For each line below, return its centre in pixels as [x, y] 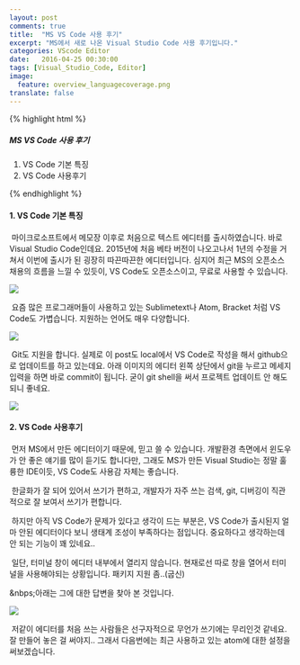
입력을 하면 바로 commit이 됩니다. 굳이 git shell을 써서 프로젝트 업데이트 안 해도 [149, 377]
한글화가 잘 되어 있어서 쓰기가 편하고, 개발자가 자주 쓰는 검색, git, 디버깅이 [140, 490]
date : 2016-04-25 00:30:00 [64, 59]
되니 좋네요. [30, 388]
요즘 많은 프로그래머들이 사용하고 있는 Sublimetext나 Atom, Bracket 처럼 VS [146, 307]
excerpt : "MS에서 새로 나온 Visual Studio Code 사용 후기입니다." [124, 43]
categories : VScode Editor [60, 51]
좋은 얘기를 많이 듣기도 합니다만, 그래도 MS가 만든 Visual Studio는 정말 [153, 460]
